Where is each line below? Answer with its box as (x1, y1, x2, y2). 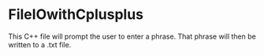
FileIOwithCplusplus (8, 6, 144, 24)
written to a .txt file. (8, 39, 72, 49)
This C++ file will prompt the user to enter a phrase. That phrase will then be (8, 32, 256, 41)
